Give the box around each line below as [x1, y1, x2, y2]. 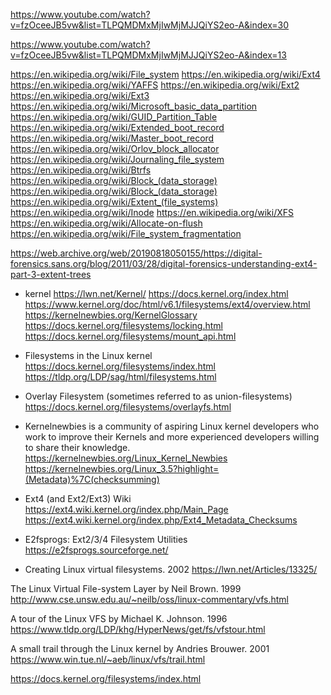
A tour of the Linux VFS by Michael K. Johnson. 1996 [10, 613, 228, 624]
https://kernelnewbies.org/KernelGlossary [24, 309, 198, 321]
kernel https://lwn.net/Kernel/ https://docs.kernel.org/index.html [24, 288, 289, 299]
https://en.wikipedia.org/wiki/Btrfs [10, 164, 152, 176]
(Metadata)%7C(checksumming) [24, 474, 160, 485]
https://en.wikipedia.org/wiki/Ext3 [10, 90, 150, 101]
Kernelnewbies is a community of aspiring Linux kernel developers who [24, 420, 320, 432]
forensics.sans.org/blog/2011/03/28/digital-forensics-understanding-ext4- [10, 258, 318, 269]
